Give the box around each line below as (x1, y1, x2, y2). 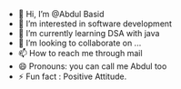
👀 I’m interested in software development (17, 18, 173, 29)
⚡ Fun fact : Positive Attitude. (17, 71, 127, 82)
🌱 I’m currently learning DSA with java (17, 28, 160, 38)
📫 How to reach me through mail (17, 48, 143, 58)
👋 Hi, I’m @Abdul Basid (17, 9, 105, 19)
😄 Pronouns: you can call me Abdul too (17, 61, 167, 72)
